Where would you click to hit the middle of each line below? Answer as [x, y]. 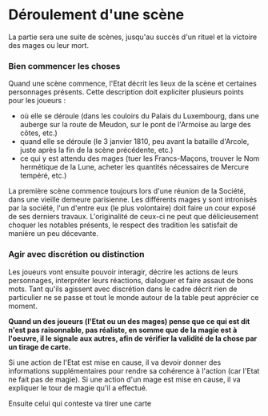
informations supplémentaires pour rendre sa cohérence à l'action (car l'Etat [134, 370]
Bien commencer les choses [64, 66]
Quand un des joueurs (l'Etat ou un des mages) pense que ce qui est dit [129, 321]
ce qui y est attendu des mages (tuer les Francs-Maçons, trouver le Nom [140, 158]
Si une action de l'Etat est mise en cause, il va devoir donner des [115, 362]
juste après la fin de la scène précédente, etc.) [96, 150]
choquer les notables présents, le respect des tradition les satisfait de [123, 225]
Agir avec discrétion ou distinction [77, 254]
